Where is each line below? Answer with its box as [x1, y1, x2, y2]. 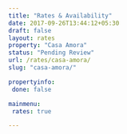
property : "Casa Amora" [8, 41, 88, 49]
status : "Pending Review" [8, 49, 94, 57]
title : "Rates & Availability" [8, 11, 113, 20]
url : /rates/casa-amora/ [8, 57, 91, 65]
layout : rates [8, 33, 56, 42]
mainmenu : [8, 100, 42, 108]
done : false [11, 85, 52, 93]
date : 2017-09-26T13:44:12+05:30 [8, 19, 120, 27]
